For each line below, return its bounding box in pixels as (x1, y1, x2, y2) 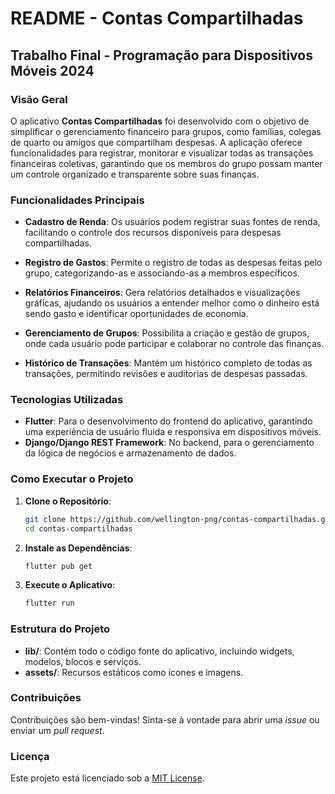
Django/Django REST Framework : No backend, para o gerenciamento (24, 437, 315, 449)
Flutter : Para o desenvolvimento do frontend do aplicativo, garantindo (24, 415, 313, 427)
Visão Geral (10, 92, 68, 106)
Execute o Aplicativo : (24, 579, 116, 591)
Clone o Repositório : (24, 495, 112, 507)
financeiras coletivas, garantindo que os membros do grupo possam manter (10, 157, 323, 169)
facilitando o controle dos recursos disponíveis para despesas (24, 227, 282, 239)
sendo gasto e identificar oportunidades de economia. (24, 308, 249, 320)
